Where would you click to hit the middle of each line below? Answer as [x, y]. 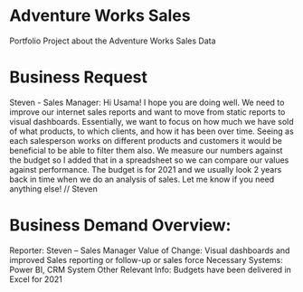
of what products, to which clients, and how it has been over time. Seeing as [151, 131]
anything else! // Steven [53, 188]
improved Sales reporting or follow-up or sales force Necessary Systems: [146, 259]
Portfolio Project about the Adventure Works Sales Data [113, 41]
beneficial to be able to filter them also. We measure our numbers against [146, 150]
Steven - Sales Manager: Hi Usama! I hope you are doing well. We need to [147, 102]
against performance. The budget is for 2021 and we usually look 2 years [146, 169]
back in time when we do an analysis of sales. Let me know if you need [142, 179]
